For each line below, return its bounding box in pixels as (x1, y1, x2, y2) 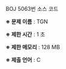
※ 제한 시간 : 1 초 (5, 31, 45, 38)
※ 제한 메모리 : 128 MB (5, 44, 60, 50)
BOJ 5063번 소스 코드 (5, 5, 59, 12)
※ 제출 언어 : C (5, 56, 41, 63)
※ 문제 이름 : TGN (5, 18, 48, 25)
